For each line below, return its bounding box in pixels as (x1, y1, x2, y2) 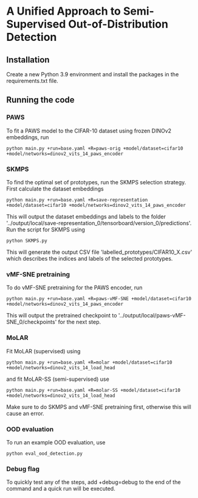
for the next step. (58, 319, 101, 326)
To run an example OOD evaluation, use (6, 438, 106, 446)
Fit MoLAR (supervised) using (6, 347, 81, 355)
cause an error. (6, 410, 44, 417)
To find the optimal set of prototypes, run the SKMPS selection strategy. (6, 178, 186, 186)
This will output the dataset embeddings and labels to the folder (6, 212, 166, 220)
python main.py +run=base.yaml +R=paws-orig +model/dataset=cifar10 (6, 145, 183, 151)
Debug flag (6, 464, 40, 473)
